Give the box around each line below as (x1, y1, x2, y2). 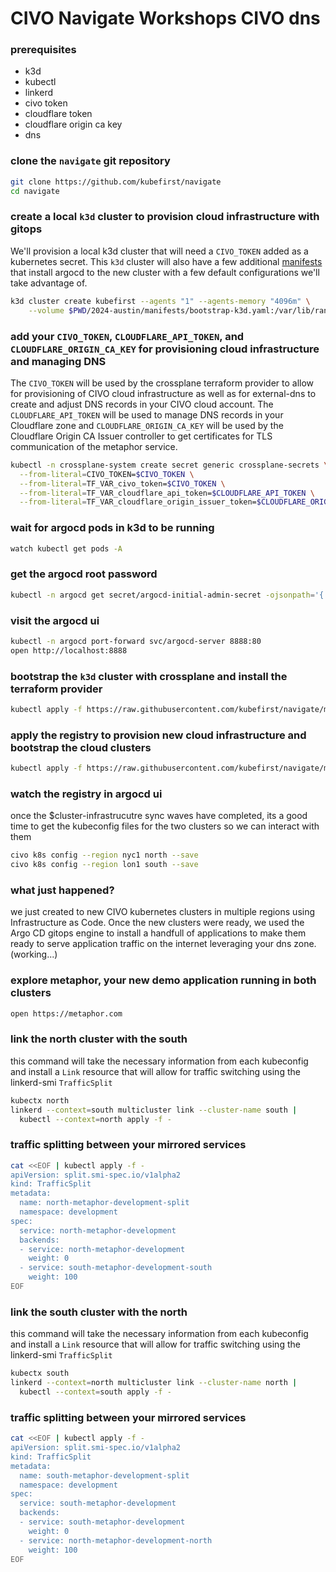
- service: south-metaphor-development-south (19, 1263, 213, 1273)
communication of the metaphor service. (10, 440, 178, 452)
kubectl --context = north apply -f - (19, 1114, 172, 1124)
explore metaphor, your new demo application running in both (10, 973, 317, 987)
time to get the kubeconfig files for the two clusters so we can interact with (10, 820, 320, 832)
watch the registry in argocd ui (10, 787, 163, 801)
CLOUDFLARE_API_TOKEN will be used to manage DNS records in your (10, 408, 284, 421)
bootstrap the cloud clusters (10, 740, 152, 754)
